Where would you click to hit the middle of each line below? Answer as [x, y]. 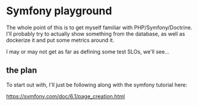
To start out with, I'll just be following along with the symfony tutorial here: [97, 85]
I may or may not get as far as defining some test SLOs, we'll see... [88, 51]
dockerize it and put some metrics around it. [60, 40]
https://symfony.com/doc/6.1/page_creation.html [66, 96]
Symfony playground [59, 11]
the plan [22, 71]
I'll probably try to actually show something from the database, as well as [96, 33]
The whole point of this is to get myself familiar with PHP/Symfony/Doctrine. [99, 27]
